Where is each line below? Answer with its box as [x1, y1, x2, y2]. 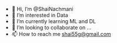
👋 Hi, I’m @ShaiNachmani [11, 6, 73, 12]
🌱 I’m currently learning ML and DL [11, 18, 96, 24]
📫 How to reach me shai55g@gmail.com [11, 31, 112, 37]
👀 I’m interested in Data [11, 12, 69, 19]
